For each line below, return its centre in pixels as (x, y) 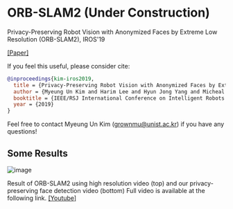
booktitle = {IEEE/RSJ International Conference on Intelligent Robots (119, 98)
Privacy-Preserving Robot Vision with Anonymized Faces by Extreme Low (112, 32)
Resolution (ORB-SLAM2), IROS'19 (56, 39)
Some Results (37, 153)
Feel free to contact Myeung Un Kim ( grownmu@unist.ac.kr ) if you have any (116, 124)
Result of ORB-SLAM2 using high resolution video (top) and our (98, 183)
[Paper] (18, 53)
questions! (22, 131)
